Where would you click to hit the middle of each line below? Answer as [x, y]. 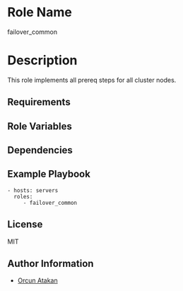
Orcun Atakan [37, 280]
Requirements [39, 102]
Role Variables [40, 126]
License [25, 224]
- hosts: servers [33, 190]
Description [42, 60]
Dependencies [40, 150]
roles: [23, 196]
